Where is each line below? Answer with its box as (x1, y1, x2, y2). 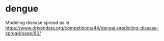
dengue (5, 3, 39, 14)
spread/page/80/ (5, 30, 41, 36)
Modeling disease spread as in (5, 19, 70, 25)
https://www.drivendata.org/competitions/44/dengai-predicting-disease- (5, 24, 159, 30)
